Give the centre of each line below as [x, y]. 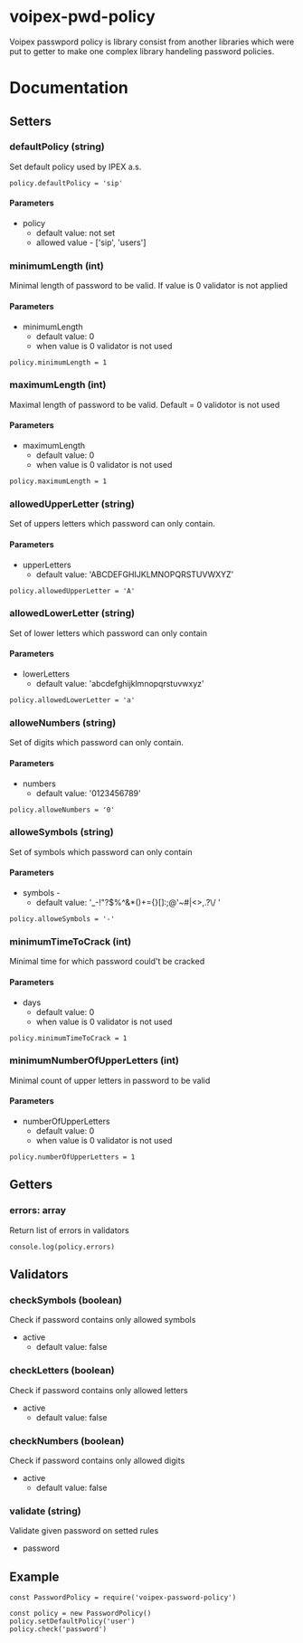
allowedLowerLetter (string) [72, 613]
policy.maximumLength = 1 [58, 481]
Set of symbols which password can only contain [101, 851]
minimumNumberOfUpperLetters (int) [94, 1060]
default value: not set [76, 233]
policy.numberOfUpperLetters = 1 [72, 1157]
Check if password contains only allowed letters [99, 1390]
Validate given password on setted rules [84, 1531]
